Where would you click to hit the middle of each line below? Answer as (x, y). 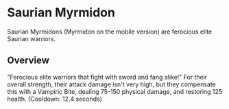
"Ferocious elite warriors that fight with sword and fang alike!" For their (107, 77)
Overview (28, 61)
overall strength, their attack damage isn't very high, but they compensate (111, 84)
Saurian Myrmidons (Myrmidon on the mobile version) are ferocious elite (110, 32)
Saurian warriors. (32, 38)
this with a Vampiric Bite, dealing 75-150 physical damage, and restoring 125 (115, 91)
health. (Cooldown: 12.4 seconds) (55, 99)
